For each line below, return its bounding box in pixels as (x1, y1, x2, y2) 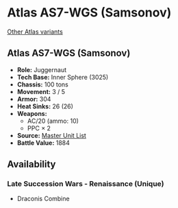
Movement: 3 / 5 (16, 87, 66, 95)
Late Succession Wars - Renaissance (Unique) (7, 179, 164, 189)
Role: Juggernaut (16, 65, 67, 73)
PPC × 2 (27, 124, 51, 132)
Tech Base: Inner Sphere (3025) (16, 73, 109, 81)
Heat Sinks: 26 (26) (16, 102, 74, 111)
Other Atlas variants (7, 27, 63, 36)
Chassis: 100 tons (16, 80, 68, 89)
